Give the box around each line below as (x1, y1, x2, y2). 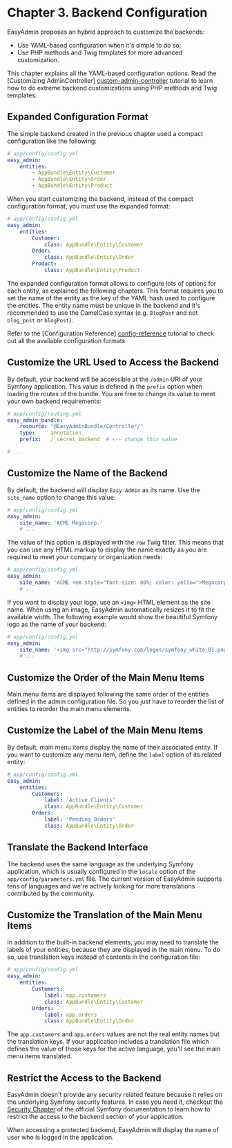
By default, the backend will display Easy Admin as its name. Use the (7, 485, 200, 494)
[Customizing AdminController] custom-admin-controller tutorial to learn (7, 76, 213, 84)
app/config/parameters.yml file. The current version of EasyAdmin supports (7, 875, 222, 883)
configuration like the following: (7, 137, 97, 145)
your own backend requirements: (7, 397, 101, 405)
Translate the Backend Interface (7, 841, 148, 853)
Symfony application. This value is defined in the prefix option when (7, 382, 203, 391)
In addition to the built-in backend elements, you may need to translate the (7, 938, 219, 946)
